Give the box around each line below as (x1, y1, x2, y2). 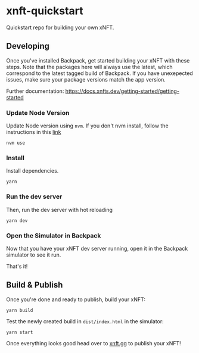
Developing (6, 41, 49, 51)
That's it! (6, 263, 28, 270)
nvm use (6, 140, 26, 146)
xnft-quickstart (6, 4, 83, 18)
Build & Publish (6, 280, 63, 290)
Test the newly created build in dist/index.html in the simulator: (6, 317, 164, 325)
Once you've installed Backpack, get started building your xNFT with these (6, 57, 190, 64)
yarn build (6, 307, 33, 313)
